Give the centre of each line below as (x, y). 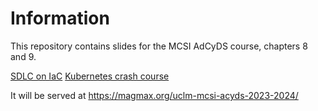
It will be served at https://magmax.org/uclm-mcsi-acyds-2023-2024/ (154, 95)
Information (60, 18)
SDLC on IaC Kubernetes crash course (90, 76)
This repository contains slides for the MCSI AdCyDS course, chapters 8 (159, 46)
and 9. (23, 56)
